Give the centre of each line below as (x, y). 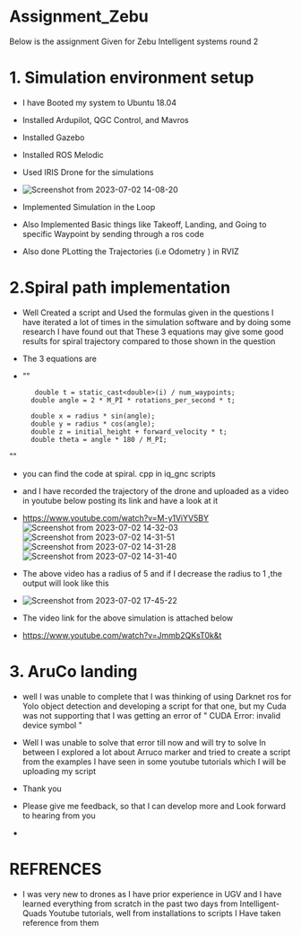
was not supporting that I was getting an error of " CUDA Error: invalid (151, 715)
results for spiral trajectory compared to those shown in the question (149, 341)
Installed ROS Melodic (63, 154)
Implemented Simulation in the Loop (89, 207)
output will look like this (65, 583)
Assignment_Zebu (79, 17)
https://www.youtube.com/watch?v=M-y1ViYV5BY (115, 517)
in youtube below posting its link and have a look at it (120, 500)
